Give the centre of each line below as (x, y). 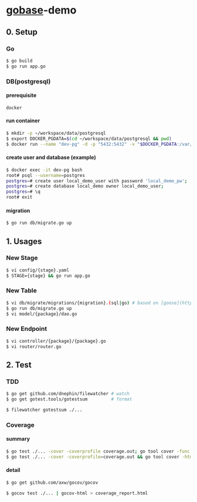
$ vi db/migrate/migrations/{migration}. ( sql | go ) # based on (82, 303)
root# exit (19, 198)
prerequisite (21, 95)
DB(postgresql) (28, 81)
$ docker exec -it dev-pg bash (44, 170)
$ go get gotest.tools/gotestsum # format (69, 399)
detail (13, 470)
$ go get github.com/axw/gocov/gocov (52, 483)
